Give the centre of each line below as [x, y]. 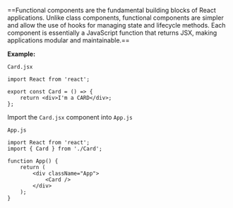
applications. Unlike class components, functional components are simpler [115, 18]
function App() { [33, 161]
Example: [22, 54]
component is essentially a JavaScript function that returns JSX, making [112, 33]
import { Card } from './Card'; [55, 149]
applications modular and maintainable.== [68, 40]
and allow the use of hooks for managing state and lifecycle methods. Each [116, 25]
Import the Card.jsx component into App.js [70, 117]
